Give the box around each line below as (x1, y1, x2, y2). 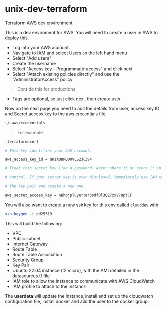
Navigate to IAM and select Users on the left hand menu (12, 50, 128, 56)
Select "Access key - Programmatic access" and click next (12, 66, 133, 72)
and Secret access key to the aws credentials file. (5, 111, 107, 117)
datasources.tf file (12, 273, 50, 279)
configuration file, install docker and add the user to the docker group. (5, 298, 149, 304)
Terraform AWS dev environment (5, 20, 73, 26)
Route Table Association (12, 251, 62, 257)
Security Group (12, 257, 44, 263)
